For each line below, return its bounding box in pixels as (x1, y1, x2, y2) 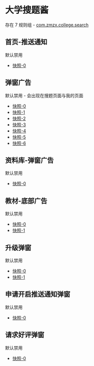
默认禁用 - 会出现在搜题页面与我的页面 (5, 92, 84, 98)
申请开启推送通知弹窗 (5, 290, 70, 299)
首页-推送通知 (5, 38, 47, 46)
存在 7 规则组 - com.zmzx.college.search (5, 22, 89, 28)
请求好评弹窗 (5, 331, 45, 339)
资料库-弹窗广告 (5, 156, 54, 164)
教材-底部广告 (5, 196, 47, 205)
